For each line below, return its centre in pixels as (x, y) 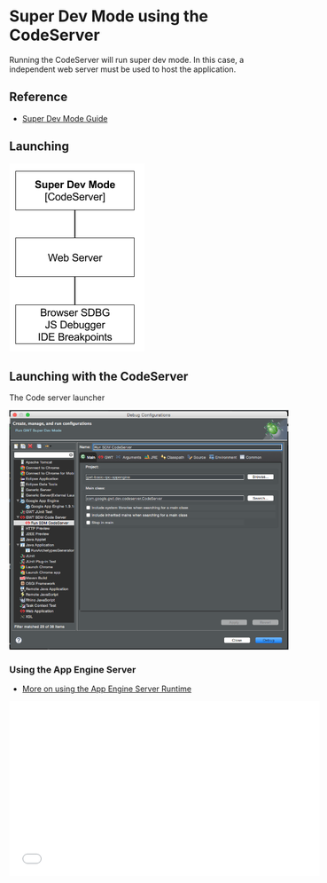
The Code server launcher (57, 398)
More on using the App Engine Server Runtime (107, 689)
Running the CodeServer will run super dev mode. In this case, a (127, 59)
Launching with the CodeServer (99, 376)
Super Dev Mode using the (109, 16)
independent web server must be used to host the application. (123, 69)
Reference (39, 97)
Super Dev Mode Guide (65, 118)
